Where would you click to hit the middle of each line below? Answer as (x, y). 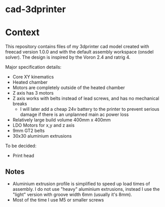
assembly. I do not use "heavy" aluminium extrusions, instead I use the (86, 189)
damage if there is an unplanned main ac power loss (74, 114)
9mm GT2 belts (29, 131)
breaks (20, 104)
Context (22, 33)
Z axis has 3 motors (33, 93)
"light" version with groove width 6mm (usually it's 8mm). (72, 194)
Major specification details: (33, 67)
